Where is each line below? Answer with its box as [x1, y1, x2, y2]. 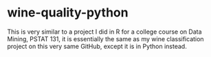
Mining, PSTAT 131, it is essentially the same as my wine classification [7, 34, 204, 43]
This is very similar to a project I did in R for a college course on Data [7, 27, 202, 36]
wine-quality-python [7, 5, 129, 21]
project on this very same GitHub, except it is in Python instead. [7, 42, 187, 50]
